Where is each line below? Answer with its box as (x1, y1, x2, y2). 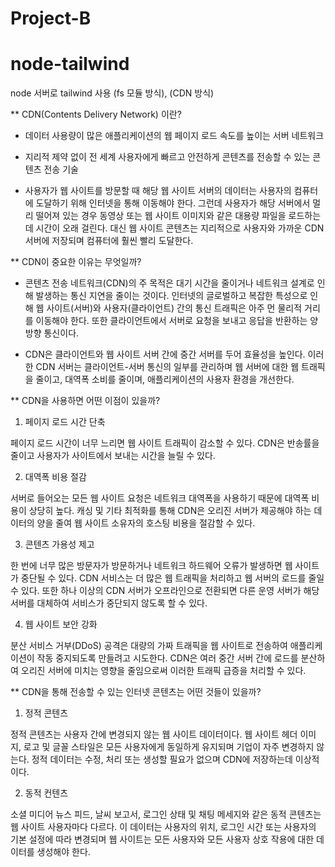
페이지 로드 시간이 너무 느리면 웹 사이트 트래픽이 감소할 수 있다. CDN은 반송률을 (10, 437, 320, 449)
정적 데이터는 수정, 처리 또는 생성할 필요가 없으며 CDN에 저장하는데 (31, 753, 293, 766)
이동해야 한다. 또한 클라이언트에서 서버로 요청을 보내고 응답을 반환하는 (35, 315, 308, 327)
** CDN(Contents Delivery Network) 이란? (10, 108, 182, 121)
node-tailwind (10, 53, 130, 76)
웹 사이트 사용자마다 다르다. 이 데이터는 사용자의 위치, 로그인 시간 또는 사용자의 (10, 821, 317, 833)
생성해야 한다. (36, 846, 91, 858)
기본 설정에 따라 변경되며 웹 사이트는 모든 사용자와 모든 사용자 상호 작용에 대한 (10, 833, 315, 846)
